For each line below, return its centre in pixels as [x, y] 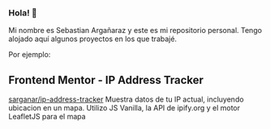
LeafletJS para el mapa [47, 117]
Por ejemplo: [30, 55]
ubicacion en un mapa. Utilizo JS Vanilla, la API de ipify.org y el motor [124, 108]
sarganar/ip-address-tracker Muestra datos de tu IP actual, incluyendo [126, 99]
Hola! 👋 [23, 13]
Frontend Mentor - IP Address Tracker [106, 80]
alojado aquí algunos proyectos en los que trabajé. [92, 39]
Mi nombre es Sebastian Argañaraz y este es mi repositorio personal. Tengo [135, 31]
